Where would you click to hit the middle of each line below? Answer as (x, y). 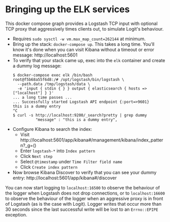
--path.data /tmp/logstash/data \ (54, 84)
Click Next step (36, 156)
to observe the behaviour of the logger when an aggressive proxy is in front (84, 198)
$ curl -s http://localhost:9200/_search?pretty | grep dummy (80, 115)
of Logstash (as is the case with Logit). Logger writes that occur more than (83, 204)
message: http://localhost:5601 (45, 55)
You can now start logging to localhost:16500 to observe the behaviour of (83, 187)
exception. (16, 214)
